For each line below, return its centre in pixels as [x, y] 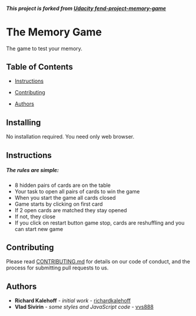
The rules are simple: [33, 170]
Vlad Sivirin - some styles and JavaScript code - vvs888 [84, 307]
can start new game [39, 229]
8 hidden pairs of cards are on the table [62, 185]
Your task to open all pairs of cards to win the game [77, 191]
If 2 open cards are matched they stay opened [71, 210]
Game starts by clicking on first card [59, 204]
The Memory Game [54, 32]
